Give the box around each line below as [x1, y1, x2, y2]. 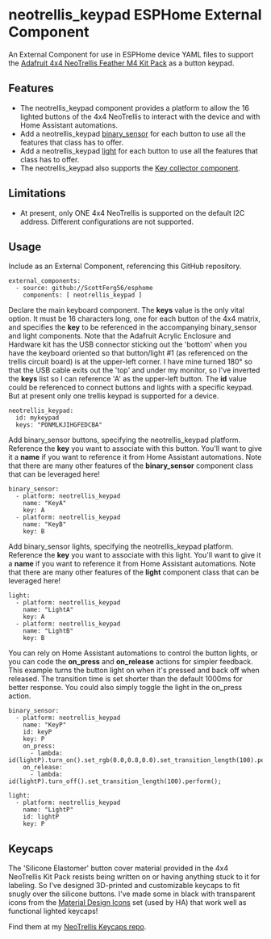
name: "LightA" [23, 606, 74, 614]
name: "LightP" [23, 806, 74, 814]
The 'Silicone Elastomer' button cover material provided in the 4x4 [8, 863, 229, 874]
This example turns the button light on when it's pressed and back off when [8, 665, 260, 676]
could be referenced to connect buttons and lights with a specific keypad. [8, 382, 254, 393]
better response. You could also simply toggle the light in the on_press [8, 683, 243, 693]
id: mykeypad [15, 414, 60, 422]
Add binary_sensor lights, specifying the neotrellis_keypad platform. [8, 541, 234, 551]
